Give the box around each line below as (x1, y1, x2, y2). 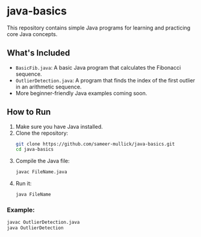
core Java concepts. (7, 30, 58, 37)
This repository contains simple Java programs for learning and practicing (7, 24, 191, 31)
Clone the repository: (15, 129, 69, 137)
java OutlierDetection (7, 225, 64, 231)
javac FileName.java (15, 169, 67, 175)
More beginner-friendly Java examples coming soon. (15, 89, 147, 97)
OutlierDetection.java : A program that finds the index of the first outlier (15, 76, 195, 84)
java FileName (15, 191, 51, 198)
